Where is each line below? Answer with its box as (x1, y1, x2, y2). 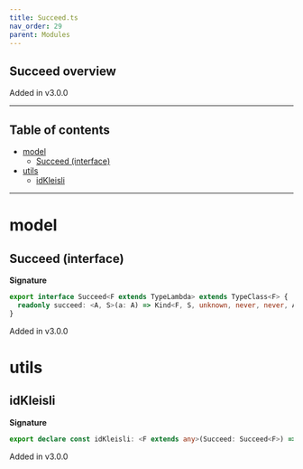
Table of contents (9, 122, 110, 137)
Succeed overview (9, 63, 117, 79)
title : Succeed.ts (9, 13, 78, 23)
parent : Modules (9, 30, 70, 39)
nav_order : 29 (9, 22, 63, 31)
